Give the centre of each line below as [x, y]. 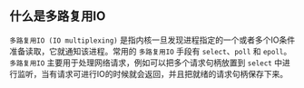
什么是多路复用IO [58, 16]
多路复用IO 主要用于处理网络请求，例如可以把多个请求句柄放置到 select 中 [146, 63]
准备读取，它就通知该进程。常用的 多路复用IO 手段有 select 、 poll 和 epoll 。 [151, 51]
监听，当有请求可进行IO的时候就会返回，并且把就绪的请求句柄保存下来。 [152, 73]
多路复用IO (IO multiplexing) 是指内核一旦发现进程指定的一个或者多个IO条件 [152, 40]
